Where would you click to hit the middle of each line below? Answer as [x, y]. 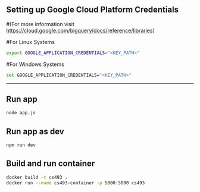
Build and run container [51, 164]
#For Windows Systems [35, 64]
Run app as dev [35, 131]
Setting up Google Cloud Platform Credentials [93, 10]
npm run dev [21, 145]
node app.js [21, 113]
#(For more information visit [40, 24]
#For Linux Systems [31, 42]
